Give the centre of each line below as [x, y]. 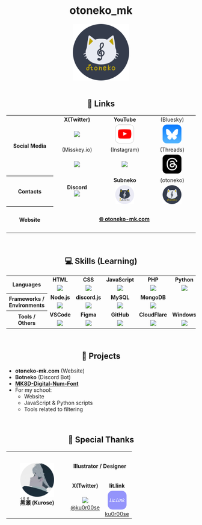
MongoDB [153, 297]
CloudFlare [153, 315]
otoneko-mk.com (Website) [50, 371]
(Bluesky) [172, 119]
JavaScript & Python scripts [58, 403]
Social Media [30, 146]
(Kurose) [43, 503]
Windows [184, 315]
